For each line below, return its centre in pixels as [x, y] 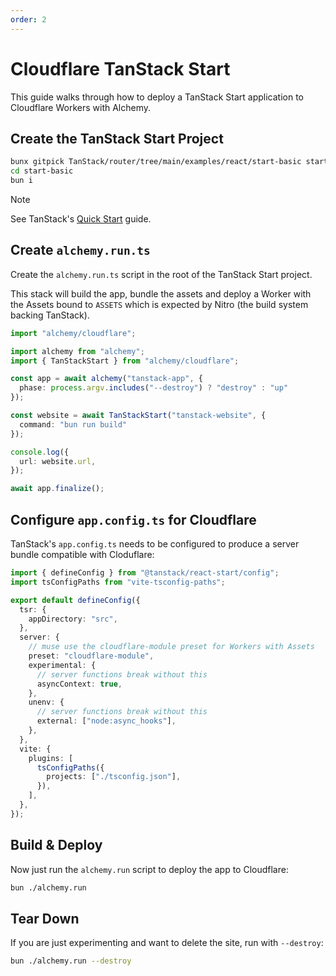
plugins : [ [51, 758]
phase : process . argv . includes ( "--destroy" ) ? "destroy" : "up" [154, 388]
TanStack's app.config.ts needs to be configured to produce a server [155, 544]
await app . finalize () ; [57, 489]
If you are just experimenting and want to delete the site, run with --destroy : [167, 943]
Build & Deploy [56, 845]
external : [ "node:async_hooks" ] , [106, 721]
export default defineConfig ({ [75, 600]
